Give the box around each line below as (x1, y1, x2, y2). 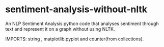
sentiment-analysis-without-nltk (5, 4, 148, 15)
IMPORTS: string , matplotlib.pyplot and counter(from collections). (5, 36, 144, 42)
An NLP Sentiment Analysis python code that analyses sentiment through (5, 20, 159, 27)
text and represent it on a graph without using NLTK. (5, 26, 115, 32)
